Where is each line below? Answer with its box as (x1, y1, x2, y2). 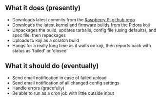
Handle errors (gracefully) (12, 85, 65, 91)
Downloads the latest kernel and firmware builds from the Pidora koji (12, 22, 150, 28)
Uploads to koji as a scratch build (12, 37, 80, 43)
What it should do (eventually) (5, 62, 99, 70)
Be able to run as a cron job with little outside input (12, 90, 115, 96)
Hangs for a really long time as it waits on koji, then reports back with (12, 42, 151, 48)
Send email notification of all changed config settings (12, 80, 120, 85)
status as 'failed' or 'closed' (12, 48, 68, 53)
